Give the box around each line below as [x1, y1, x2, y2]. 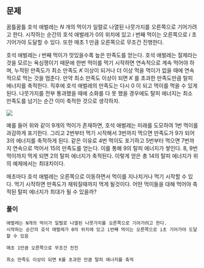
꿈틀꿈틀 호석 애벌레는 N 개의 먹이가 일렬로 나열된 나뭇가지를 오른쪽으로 [6, 23, 177, 31]
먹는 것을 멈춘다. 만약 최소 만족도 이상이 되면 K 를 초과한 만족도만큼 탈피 [22, 74, 193, 81]
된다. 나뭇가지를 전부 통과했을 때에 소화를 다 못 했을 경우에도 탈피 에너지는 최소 [6, 89, 193, 96]
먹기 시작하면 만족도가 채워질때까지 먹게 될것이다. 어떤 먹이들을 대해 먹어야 [14, 180, 192, 187]
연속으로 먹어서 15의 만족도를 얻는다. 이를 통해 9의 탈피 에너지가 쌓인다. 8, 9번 [12, 144, 198, 151]
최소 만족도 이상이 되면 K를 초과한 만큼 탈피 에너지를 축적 [6, 257, 134, 263]
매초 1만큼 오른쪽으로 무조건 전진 [6, 245, 79, 252]
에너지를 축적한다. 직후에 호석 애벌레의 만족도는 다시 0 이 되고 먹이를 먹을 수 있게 [6, 82, 198, 89]
